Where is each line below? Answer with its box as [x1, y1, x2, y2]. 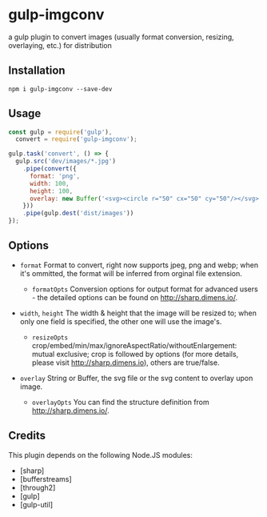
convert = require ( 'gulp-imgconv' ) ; [15, 135, 137, 143]
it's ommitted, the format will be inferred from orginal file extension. [19, 268, 242, 278]
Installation [8, 64, 66, 78]
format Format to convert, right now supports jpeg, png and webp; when [19, 260, 258, 270]
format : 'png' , [29, 172, 81, 180]
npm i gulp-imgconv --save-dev [8, 85, 113, 93]
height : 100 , [29, 186, 74, 195]
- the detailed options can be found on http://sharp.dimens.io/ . [31, 292, 238, 302]
